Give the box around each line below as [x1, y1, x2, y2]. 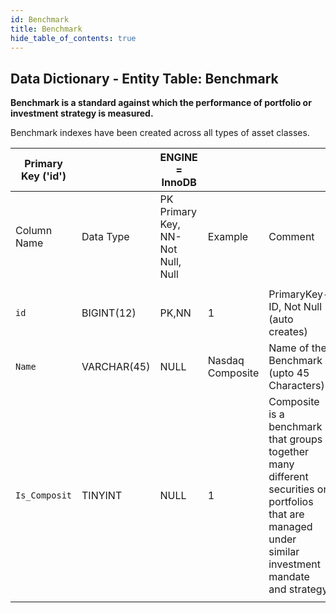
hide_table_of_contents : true [10, 33, 137, 43]
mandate [268, 570, 310, 584]
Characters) [268, 379, 325, 393]
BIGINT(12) [81, 306, 137, 320]
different [268, 470, 309, 484]
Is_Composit [15, 490, 73, 501]
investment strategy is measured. [10, 107, 154, 120]
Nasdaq [207, 354, 245, 368]
